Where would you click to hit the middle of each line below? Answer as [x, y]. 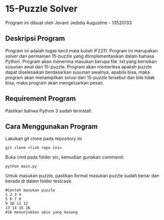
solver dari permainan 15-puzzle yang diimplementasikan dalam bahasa [80, 56]
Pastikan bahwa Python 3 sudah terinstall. [49, 111]
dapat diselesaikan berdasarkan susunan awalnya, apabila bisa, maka [78, 72]
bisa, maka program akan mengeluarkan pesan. [55, 83]
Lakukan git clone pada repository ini [44, 138]
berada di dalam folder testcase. [39, 181]
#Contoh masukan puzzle [30, 190]
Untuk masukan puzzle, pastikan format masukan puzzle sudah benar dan [82, 176]
